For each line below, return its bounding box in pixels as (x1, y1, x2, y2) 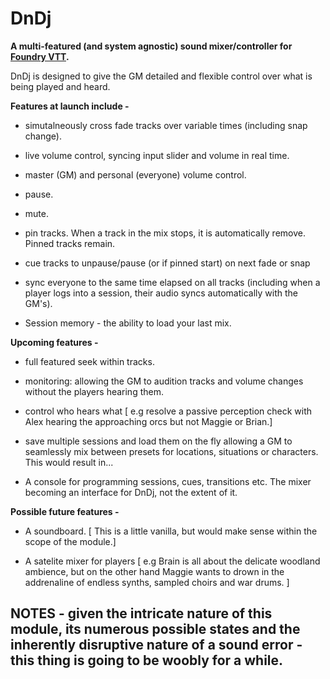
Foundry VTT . (10, 50, 70, 62)
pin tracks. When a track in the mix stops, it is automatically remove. (24, 227, 306, 239)
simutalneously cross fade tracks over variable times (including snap (24, 119, 308, 131)
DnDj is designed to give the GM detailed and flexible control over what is (10, 70, 313, 82)
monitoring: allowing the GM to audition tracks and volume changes (24, 375, 304, 387)
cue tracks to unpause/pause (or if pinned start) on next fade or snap (24, 257, 311, 269)
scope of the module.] (24, 535, 117, 547)
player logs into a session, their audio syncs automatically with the (24, 287, 298, 299)
